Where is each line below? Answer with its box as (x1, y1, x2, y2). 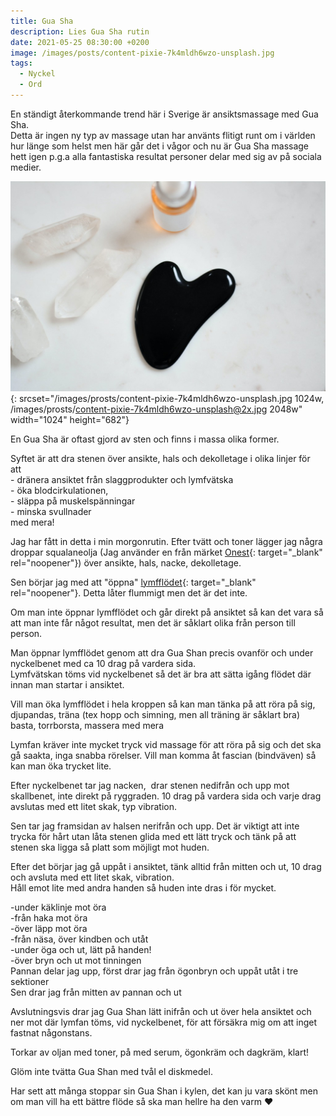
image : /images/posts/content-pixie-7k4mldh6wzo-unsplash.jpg (10, 48, 275, 58)
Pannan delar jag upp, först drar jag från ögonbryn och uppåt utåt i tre (10, 965, 299, 977)
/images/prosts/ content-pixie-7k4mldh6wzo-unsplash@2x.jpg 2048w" (10, 403, 303, 415)
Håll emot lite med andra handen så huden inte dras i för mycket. (10, 881, 277, 894)
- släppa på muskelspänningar (10, 495, 136, 507)
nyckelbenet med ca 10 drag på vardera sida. (10, 657, 197, 669)
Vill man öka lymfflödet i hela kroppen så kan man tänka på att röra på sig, (10, 698, 316, 710)
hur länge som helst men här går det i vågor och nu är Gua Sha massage (10, 140, 310, 152)
